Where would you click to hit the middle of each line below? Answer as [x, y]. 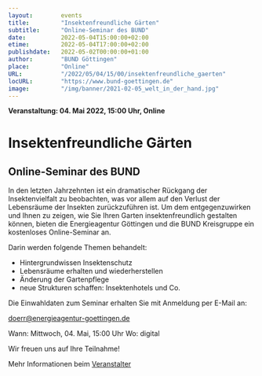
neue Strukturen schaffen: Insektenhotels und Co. [100, 288]
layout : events [45, 15]
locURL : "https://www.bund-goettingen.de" [91, 81]
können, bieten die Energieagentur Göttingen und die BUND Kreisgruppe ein [131, 224]
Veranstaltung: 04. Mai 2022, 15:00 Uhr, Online [87, 111]
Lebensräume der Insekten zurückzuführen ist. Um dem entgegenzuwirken [129, 207]
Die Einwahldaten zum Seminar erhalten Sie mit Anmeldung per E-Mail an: [127, 303]
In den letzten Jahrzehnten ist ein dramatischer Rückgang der [108, 190]
